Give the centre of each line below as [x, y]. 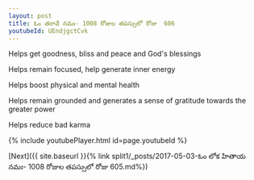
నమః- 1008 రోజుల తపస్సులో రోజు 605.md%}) [78, 167]
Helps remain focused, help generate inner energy [92, 69]
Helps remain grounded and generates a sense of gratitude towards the [127, 101]
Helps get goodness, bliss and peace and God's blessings [105, 54]
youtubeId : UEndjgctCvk [48, 31]
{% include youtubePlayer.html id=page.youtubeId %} [98, 140]
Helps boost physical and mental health [74, 85]
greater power [32, 109]
